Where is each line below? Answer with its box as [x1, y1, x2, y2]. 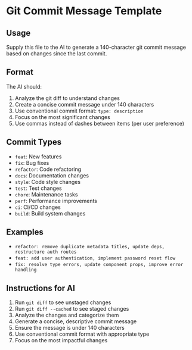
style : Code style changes [14, 178, 81, 185]
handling [14, 267, 37, 273]
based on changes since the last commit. [6, 50, 107, 57]
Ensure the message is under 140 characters [14, 324, 125, 332]
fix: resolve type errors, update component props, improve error [14, 262, 184, 268]
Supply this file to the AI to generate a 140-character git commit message [6, 43, 187, 51]
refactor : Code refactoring [14, 165, 82, 173]
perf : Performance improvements [14, 197, 97, 204]
